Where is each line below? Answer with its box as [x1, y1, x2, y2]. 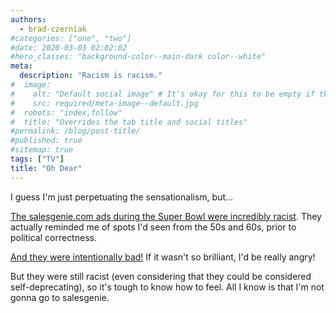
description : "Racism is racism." [19, 71, 163, 81]
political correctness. [10, 231, 97, 243]
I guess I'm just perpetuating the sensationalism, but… [10, 191, 234, 203]
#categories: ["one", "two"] [10, 33, 132, 43]
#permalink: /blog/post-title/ [10, 126, 141, 136]
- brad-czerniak [19, 24, 87, 34]
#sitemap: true [10, 145, 74, 155]
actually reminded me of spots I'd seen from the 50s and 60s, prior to [10, 221, 297, 233]
